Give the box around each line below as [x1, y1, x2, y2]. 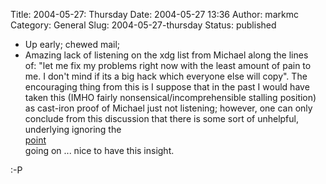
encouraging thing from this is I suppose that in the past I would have [24, 81, 310, 93]
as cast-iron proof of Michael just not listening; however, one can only [24, 102, 313, 114]
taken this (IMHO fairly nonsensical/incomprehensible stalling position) [24, 92, 317, 103]
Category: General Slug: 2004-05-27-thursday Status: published [10, 19, 277, 31]
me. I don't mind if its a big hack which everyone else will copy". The [24, 70, 308, 82]
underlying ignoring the [24, 124, 122, 135]
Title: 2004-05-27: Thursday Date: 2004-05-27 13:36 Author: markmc [10, 9, 299, 20]
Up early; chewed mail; [24, 39, 121, 50]
